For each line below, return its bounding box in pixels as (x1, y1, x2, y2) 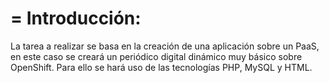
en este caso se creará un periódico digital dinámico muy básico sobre (10, 50, 303, 62)
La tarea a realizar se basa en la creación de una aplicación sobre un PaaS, (10, 40, 320, 52)
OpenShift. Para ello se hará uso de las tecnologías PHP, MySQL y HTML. (10, 61, 313, 73)
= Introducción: (10, 7, 142, 30)
